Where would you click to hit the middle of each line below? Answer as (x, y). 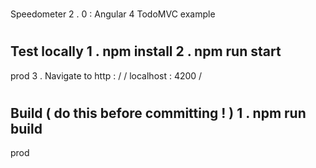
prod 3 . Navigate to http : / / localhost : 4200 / (106, 75)
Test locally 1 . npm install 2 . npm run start (146, 51)
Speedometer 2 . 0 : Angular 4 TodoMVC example (113, 14)
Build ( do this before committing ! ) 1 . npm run (158, 113)
